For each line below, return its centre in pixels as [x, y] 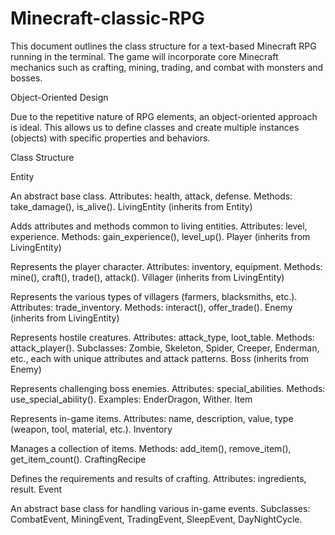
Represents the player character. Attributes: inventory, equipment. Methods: [166, 266]
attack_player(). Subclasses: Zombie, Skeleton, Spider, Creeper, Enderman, [165, 348]
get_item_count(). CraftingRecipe [78, 459]
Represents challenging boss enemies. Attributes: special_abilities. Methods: [168, 388]
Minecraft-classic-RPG [107, 18]
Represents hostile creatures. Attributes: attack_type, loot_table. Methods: [162, 337]
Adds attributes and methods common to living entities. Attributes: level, [159, 226]
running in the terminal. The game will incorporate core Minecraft [144, 56]
